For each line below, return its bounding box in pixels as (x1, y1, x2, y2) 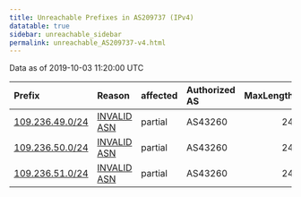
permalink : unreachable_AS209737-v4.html (9, 38, 167, 47)
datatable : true (9, 21, 70, 30)
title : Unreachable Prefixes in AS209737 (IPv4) (9, 13, 194, 22)
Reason (97, 90, 130, 102)
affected (141, 90, 178, 102)
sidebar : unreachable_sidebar (9, 30, 123, 39)
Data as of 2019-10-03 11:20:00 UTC (9, 63, 144, 73)
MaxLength (244, 90, 294, 102)
